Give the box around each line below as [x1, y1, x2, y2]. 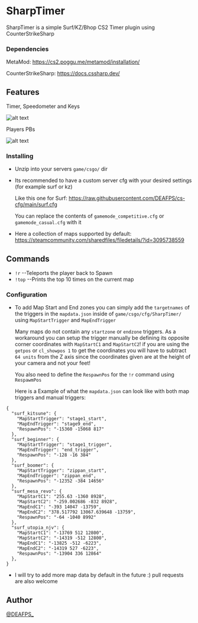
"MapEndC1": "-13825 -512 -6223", [17, 541, 102, 547]
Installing [6, 152, 34, 160]
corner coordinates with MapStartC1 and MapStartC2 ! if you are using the [14, 341, 190, 348]
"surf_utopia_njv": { [11, 525, 65, 531]
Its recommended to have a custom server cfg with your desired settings [14, 177, 192, 184]
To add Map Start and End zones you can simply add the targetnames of [14, 304, 190, 311]
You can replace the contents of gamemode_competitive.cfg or [14, 212, 164, 220]
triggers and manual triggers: [14, 394, 86, 401]
